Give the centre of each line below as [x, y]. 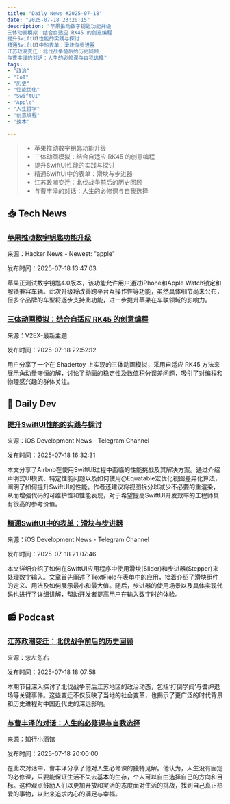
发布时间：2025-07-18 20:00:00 [53, 754]
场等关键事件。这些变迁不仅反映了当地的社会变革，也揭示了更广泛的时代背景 [115, 695]
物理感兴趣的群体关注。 [40, 382]
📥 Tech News [37, 213]
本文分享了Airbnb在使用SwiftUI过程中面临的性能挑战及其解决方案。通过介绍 [114, 470]
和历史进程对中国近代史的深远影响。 [58, 704]
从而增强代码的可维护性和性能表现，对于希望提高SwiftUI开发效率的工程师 [110, 495]
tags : [15, 64]
